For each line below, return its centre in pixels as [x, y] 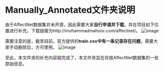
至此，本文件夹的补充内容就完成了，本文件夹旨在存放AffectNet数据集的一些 [82, 57]
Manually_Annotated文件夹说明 [70, 10]
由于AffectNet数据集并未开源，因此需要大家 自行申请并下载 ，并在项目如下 [80, 24]
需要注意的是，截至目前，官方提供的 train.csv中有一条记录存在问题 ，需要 [80, 41]
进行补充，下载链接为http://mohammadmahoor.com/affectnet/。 [75, 30]
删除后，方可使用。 [38, 47]
